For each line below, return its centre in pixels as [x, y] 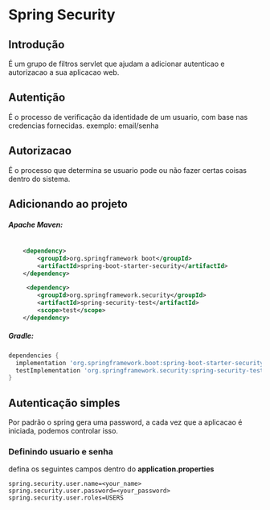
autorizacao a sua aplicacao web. [64, 72]
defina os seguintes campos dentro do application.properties [111, 469]
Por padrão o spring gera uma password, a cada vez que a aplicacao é [125, 422]
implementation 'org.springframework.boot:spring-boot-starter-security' [141, 363]
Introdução [37, 45]
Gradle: [21, 336]
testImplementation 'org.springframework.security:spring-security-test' [141, 370]
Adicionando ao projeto [68, 204]
